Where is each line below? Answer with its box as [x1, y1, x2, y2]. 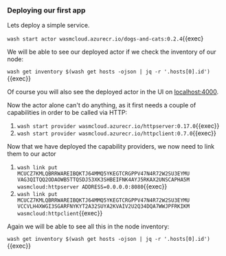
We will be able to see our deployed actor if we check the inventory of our [7, 47, 216, 56]
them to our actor [7, 150, 56, 158]
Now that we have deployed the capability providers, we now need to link [7, 142, 215, 151]
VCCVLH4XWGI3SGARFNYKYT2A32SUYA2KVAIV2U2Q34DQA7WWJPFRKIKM [16, 203, 190, 210]
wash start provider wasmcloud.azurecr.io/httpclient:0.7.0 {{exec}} [16, 129, 216, 138]
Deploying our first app [7, 6, 86, 15]
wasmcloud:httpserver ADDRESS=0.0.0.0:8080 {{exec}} [16, 182, 168, 191]
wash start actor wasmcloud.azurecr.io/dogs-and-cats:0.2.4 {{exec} [7, 34, 204, 43]
